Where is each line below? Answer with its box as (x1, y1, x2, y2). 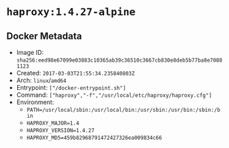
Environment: (16, 98, 54, 106)
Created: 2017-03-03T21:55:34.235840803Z (16, 69, 135, 77)
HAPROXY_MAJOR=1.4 (26, 120, 80, 127)
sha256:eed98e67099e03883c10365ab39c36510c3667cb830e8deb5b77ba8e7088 (16, 57, 223, 64)
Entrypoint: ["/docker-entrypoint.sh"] (16, 84, 126, 91)
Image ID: (16, 49, 44, 56)
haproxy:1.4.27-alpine (6, 5, 136, 18)
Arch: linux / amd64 (16, 76, 67, 84)
